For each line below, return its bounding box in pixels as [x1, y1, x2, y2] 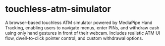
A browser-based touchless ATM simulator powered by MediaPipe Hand [5, 20, 153, 25]
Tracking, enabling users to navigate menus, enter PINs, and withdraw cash [5, 24, 160, 30]
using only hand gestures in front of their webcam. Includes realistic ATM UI [5, 30, 160, 36]
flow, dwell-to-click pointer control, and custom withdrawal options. [5, 35, 143, 41]
